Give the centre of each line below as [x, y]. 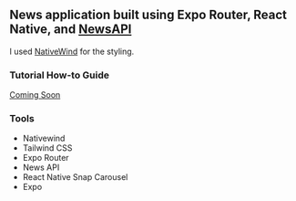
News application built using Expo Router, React [148, 15]
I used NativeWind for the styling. [72, 51]
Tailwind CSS [47, 148]
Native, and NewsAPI [71, 30]
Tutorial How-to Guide [60, 75]
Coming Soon [35, 95]
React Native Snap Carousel [75, 177]
